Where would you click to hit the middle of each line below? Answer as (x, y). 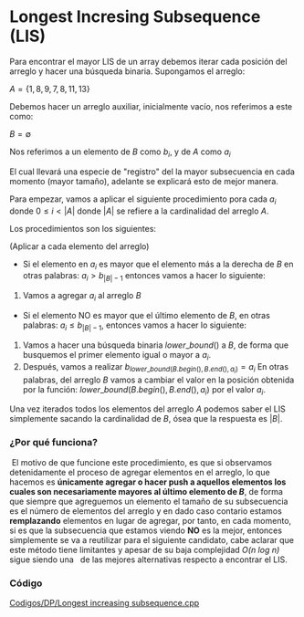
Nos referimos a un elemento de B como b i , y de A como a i (120, 152)
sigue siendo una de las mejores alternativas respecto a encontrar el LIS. (148, 559)
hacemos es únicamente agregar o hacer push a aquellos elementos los (148, 482)
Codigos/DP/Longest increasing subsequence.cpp (105, 603)
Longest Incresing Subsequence (135, 17)
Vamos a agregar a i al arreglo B (82, 297)
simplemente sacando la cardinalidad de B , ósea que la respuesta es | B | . (146, 419)
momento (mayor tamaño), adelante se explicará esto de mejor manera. (144, 181)
